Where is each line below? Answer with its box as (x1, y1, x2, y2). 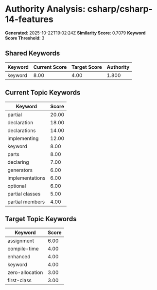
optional (7, 182, 26, 189)
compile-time (7, 245, 39, 252)
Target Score (71, 63, 102, 70)
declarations (7, 127, 36, 134)
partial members (7, 198, 45, 205)
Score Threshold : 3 (5, 35, 45, 41)
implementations (7, 174, 46, 181)
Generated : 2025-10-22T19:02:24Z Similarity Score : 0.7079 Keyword (5, 30, 146, 36)
